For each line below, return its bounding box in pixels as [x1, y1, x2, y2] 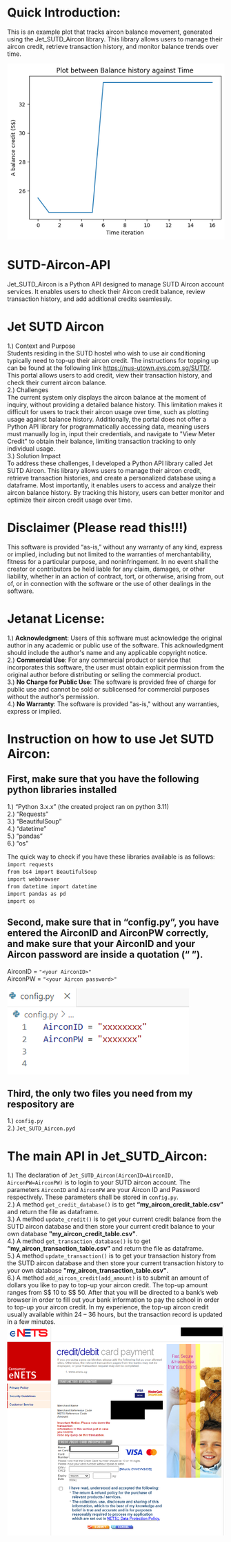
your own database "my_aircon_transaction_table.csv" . [7, 1267, 169, 1275]
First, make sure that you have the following [7, 773, 199, 785]
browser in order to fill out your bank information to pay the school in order [7, 1296, 219, 1304]
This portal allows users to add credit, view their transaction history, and [7, 371, 212, 379]
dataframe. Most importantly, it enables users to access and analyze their [7, 481, 216, 489]
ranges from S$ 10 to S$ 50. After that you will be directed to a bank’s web [7, 1289, 219, 1297]
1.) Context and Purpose [7, 342, 76, 350]
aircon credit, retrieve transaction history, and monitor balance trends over [7, 42, 219, 50]
